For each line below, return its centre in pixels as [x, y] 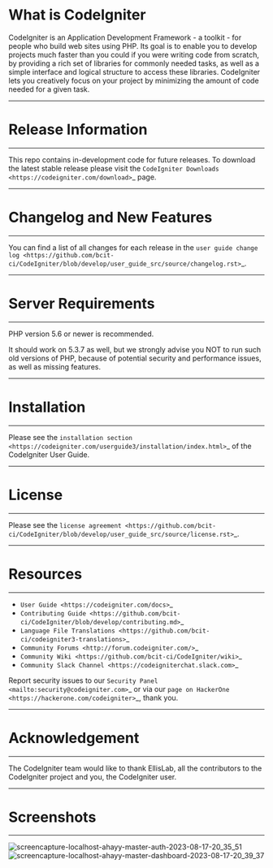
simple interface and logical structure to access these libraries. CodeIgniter [134, 71]
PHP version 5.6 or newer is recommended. [81, 334]
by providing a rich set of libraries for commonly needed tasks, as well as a [134, 63]
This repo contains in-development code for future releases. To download [132, 159]
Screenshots [52, 817]
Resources [45, 574]
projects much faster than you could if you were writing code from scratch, [134, 54]
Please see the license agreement [65, 525]
